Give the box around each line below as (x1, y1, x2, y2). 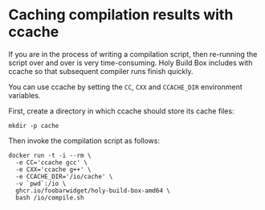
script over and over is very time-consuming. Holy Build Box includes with (8, 58, 253, 68)
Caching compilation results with (8, 6, 234, 24)
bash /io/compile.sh (15, 193, 84, 202)
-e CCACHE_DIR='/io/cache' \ (15, 172, 113, 180)
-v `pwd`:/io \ (15, 179, 67, 187)
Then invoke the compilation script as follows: (8, 135, 161, 146)
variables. (8, 90, 41, 100)
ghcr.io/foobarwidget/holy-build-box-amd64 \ (15, 187, 171, 195)
